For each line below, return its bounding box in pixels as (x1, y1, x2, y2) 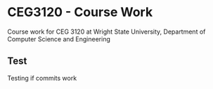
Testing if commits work (7, 74, 77, 82)
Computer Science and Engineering (7, 34, 111, 43)
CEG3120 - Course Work (7, 4, 153, 20)
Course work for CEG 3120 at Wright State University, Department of (7, 27, 206, 36)
